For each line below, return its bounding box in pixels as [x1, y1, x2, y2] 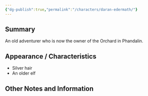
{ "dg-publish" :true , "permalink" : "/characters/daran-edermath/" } [5, 7, 138, 12]
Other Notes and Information [5, 84, 94, 93]
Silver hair [12, 65, 33, 71]
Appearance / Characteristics [5, 52, 97, 60]
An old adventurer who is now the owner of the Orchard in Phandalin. [5, 38, 144, 44]
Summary [5, 25, 35, 34]
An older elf [12, 70, 36, 76]
